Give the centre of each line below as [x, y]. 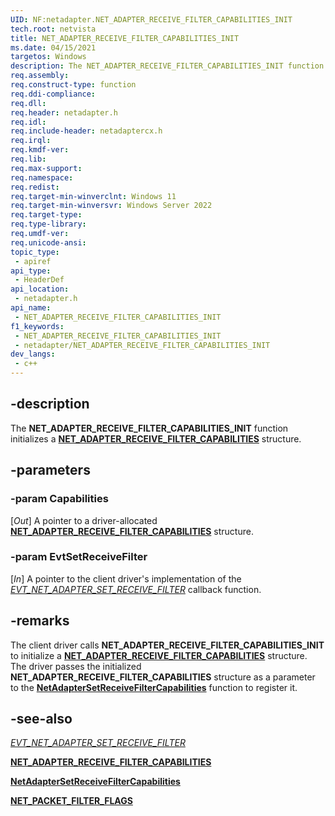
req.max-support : [46, 168]
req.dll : [28, 103]
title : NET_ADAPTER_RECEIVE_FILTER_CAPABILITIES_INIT [125, 38]
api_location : [40, 289]
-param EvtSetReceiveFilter [79, 557]
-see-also [41, 719]
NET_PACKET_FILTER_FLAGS [71, 801]
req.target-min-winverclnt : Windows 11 [93, 196]
